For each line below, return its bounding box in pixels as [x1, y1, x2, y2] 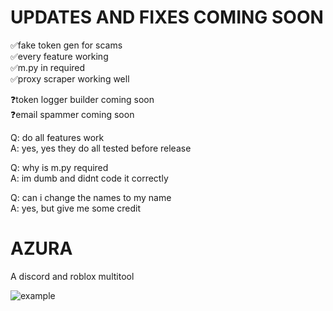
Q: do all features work [10, 131, 105, 143]
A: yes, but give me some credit [10, 202, 142, 214]
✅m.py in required [10, 61, 86, 73]
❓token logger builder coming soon [10, 93, 155, 105]
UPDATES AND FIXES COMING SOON [10, 6, 324, 29]
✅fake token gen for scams [10, 39, 123, 51]
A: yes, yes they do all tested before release [10, 142, 192, 154]
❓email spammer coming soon [10, 108, 135, 120]
